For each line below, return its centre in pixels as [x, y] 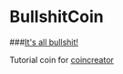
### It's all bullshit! [44, 42]
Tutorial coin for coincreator [61, 59]
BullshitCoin [56, 17]
